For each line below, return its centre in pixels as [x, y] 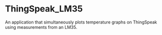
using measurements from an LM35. [41, 27]
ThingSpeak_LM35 [44, 9]
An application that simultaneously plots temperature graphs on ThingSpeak [81, 22]
